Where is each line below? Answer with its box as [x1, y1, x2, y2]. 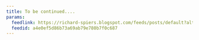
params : [6, 14, 25, 20]
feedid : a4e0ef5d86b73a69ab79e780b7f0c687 [11, 25, 118, 31]
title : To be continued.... [6, 8, 76, 15]
